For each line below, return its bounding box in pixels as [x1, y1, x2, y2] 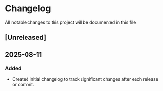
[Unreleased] [5, 33, 47, 42]
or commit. [12, 82, 34, 88]
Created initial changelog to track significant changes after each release [12, 76, 159, 82]
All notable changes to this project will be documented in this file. [5, 19, 137, 25]
